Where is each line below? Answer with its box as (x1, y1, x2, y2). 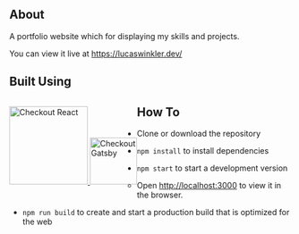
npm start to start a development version (136, 163, 288, 173)
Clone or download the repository (136, 129, 261, 139)
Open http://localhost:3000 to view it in (136, 180, 282, 191)
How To (136, 104, 181, 120)
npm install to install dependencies (136, 146, 269, 156)
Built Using (9, 74, 72, 89)
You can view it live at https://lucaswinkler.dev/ (9, 48, 183, 59)
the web (21, 216, 53, 227)
